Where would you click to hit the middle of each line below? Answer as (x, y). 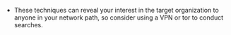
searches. (29, 25)
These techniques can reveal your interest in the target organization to (116, 10)
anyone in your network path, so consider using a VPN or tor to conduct (119, 17)
